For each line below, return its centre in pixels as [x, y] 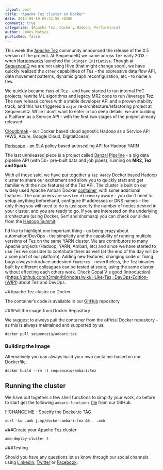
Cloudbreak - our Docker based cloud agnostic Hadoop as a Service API [77, 131]
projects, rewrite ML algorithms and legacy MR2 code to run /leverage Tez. [80, 96]
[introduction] [137, 272]
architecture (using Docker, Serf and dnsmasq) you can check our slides [77, 216]
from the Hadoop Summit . [31, 221]
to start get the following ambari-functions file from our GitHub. [68, 402]
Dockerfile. [16, 362]
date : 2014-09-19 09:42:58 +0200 [39, 18]
